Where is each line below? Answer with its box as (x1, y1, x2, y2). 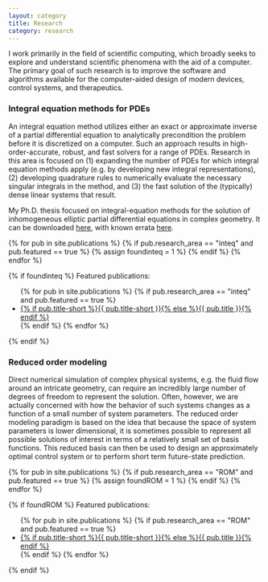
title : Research (8, 19, 63, 27)
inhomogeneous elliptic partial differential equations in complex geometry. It (8, 214, 261, 224)
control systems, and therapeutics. (8, 83, 124, 93)
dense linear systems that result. (8, 190, 117, 200)
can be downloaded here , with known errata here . (8, 222, 175, 232)
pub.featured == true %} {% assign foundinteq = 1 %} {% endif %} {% (8, 246, 241, 256)
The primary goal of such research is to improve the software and (8, 66, 226, 76)
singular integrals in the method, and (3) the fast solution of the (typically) (8, 181, 254, 191)
